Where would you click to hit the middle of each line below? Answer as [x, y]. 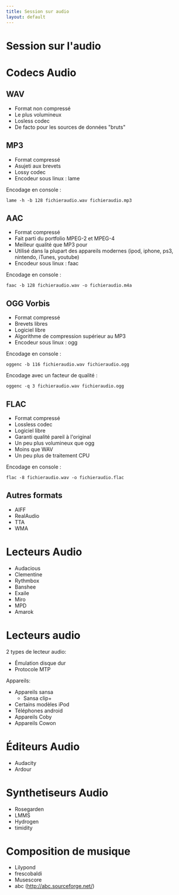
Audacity [25, 763]
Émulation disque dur [40, 663]
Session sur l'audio [54, 46]
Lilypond [25, 867]
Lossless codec [33, 424]
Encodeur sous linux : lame [47, 178]
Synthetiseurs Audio [57, 793]
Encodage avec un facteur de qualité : [52, 375]
